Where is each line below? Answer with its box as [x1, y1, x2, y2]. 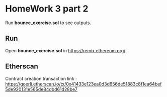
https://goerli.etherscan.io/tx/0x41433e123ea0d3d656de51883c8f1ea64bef [5, 81, 162, 87]
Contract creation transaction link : [5, 75, 77, 81]
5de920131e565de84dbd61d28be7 [5, 86, 78, 92]
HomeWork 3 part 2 [5, 3, 89, 15]
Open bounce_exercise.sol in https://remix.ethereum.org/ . [5, 47, 127, 53]
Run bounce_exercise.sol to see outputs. [5, 20, 92, 26]
